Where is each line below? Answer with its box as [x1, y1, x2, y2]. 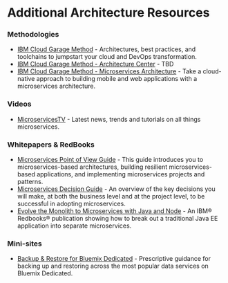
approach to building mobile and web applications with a [36, 75, 198, 83]
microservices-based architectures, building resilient [17, 163, 168, 171]
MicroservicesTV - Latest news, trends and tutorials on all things [17, 115, 201, 123]
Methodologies [7, 30, 59, 39]
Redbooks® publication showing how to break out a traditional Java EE [17, 214, 218, 223]
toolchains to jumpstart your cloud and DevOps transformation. [17, 53, 197, 61]
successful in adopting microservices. [17, 199, 126, 208]
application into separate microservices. [17, 221, 132, 230]
